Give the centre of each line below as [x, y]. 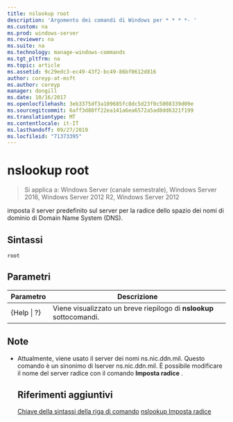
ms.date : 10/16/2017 [37, 98]
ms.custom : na [28, 26]
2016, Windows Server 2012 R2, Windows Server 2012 [102, 197]
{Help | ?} [26, 312]
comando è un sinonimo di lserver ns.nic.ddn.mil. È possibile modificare [120, 366]
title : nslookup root [38, 14]
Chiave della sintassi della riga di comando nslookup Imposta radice [114, 412]
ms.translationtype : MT [42, 117]
